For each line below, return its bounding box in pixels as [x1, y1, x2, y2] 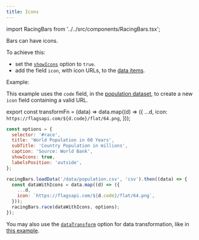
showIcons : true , [11, 154, 55, 160]
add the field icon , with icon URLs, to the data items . [14, 67, 145, 74]
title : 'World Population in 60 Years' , [11, 137, 115, 143]
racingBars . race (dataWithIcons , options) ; [11, 204, 120, 210]
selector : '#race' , [11, 132, 61, 138]
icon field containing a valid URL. [6, 96, 89, 103]
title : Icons [6, 8, 39, 15]
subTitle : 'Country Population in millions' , [11, 143, 128, 149]
